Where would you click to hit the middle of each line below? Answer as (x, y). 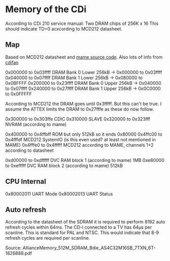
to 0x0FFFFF (19, 94)
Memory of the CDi (46, 9)
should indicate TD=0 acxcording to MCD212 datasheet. (64, 28)
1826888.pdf (19, 253)
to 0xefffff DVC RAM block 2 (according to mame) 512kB (64, 166)
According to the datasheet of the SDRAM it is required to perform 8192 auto (85, 222)
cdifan (12, 62)
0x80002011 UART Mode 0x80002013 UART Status (59, 193)
